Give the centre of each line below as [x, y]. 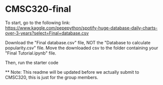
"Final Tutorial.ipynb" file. [31, 53]
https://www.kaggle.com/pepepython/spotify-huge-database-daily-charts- [81, 28]
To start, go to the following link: [38, 23]
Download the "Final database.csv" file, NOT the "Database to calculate [78, 42]
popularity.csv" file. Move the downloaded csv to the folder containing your [82, 48]
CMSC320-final [38, 9]
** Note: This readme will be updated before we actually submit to [72, 72]
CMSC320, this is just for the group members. [52, 77]
